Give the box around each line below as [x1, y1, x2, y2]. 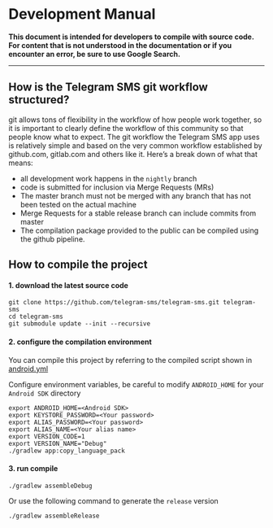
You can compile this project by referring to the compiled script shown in [8, 355, 253, 364]
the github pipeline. [19, 233, 85, 244]
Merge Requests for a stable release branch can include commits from [19, 208, 257, 218]
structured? [8, 93, 70, 107]
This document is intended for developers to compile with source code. [8, 32, 254, 41]
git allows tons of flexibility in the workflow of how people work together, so [8, 115, 262, 124]
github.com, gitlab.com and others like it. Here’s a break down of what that [8, 149, 258, 159]
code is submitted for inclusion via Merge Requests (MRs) [19, 182, 214, 192]
